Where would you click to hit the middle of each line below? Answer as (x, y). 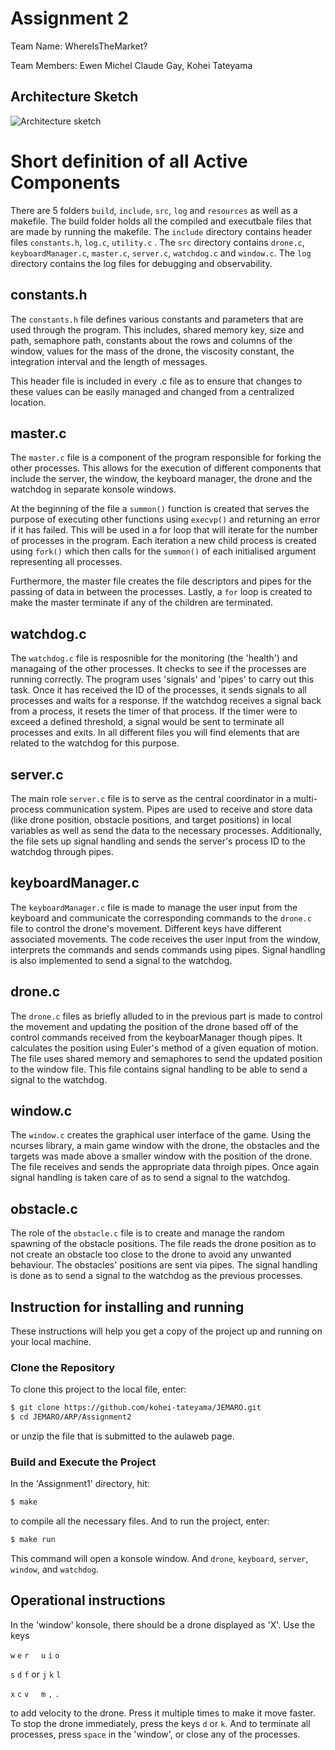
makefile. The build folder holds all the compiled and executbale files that (161, 221)
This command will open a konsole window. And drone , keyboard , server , (159, 1559)
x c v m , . (35, 1694)
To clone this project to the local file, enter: (98, 1389)
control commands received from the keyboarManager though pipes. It (156, 1037)
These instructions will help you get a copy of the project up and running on (166, 1331)
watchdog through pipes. (62, 851)
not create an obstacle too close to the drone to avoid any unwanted (151, 1254)
